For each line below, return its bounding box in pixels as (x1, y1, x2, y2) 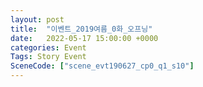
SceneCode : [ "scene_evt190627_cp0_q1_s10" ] (10, 61, 195, 71)
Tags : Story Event (10, 52, 87, 62)
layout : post (10, 14, 65, 25)
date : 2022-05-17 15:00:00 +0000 (10, 33, 159, 43)
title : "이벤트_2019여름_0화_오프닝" (10, 24, 153, 34)
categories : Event (10, 42, 87, 53)
